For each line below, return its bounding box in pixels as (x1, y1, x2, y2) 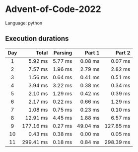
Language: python (5, 20, 43, 26)
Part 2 (116, 49, 131, 56)
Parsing (53, 49, 72, 56)
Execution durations (5, 34, 69, 43)
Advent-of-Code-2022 (5, 3, 101, 15)
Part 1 (85, 49, 100, 56)
